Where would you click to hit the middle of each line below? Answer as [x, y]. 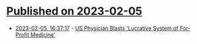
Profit [22, 34]
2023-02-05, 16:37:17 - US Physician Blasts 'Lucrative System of [97, 28]
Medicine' [43, 34]
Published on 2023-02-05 [74, 11]
